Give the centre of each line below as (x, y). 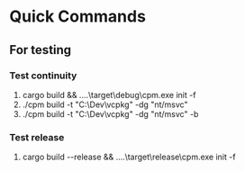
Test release (37, 137)
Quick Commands (78, 17)
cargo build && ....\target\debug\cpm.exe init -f (109, 94)
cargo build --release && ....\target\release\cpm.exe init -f (129, 157)
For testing (41, 50)
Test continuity (43, 76)
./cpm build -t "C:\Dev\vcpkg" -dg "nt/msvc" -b (110, 113)
